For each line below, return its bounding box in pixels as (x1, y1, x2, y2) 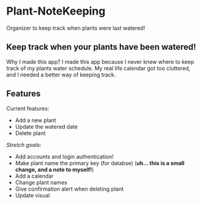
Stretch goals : (6, 141, 41, 148)
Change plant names (15, 178, 68, 186)
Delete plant (15, 129, 46, 137)
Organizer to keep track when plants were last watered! (6, 24, 145, 32)
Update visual (15, 191, 50, 199)
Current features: (6, 104, 50, 112)
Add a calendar (15, 172, 54, 180)
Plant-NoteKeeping (6, 4, 106, 18)
